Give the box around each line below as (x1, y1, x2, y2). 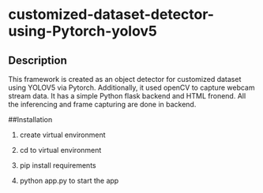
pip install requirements (19, 161, 96, 170)
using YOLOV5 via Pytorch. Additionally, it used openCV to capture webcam (8, 83, 255, 92)
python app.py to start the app (19, 176, 119, 185)
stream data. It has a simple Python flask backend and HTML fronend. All (8, 91, 246, 100)
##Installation (8, 115, 53, 124)
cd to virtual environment (19, 146, 102, 154)
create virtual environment (19, 130, 106, 139)
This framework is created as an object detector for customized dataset (8, 75, 242, 84)
